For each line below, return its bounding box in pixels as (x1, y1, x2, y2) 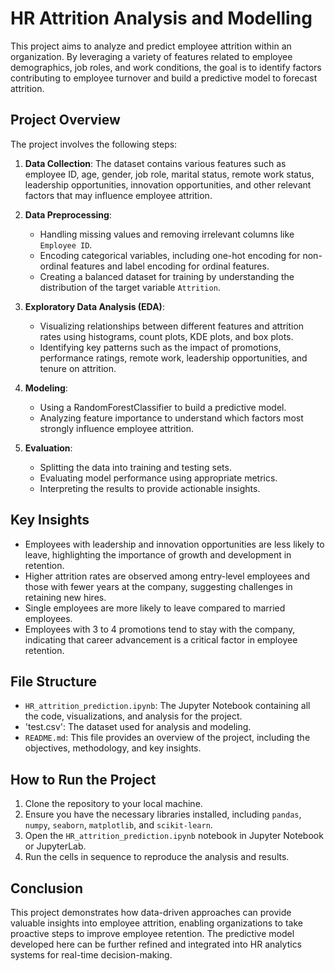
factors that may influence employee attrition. (24, 189, 213, 201)
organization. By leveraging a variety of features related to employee (10, 50, 293, 62)
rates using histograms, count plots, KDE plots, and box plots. (39, 330, 294, 342)
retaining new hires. (24, 591, 107, 603)
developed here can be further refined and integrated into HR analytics (10, 938, 303, 950)
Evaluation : (24, 442, 73, 454)
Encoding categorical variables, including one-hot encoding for (39, 249, 301, 261)
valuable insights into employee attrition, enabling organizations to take (10, 917, 303, 929)
